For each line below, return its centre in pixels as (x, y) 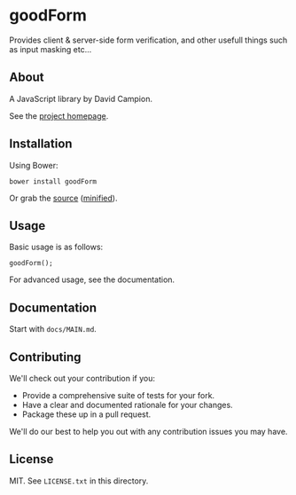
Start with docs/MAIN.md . (53, 329)
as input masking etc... (51, 49)
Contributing (45, 357)
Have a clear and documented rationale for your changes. (127, 405)
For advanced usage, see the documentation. (92, 279)
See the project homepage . (59, 115)
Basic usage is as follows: (56, 247)
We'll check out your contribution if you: (82, 378)
